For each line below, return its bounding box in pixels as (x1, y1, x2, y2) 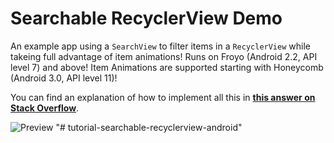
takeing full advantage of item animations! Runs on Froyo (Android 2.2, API (10, 50, 318, 62)
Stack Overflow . (10, 102, 80, 114)
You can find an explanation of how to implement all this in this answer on (10, 91, 316, 103)
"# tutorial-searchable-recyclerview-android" (55, 121, 243, 133)
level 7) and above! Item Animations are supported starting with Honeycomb (10, 61, 324, 73)
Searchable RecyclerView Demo (10, 7, 283, 30)
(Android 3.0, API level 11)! (10, 72, 118, 84)
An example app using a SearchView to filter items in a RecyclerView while (10, 40, 311, 52)
